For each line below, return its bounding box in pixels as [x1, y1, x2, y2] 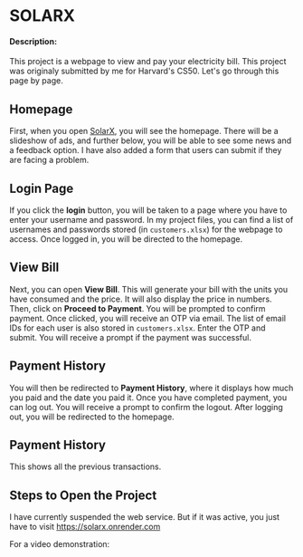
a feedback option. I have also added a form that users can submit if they [9, 145, 282, 156]
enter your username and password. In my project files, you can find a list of [9, 215, 294, 226]
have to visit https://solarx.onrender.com [9, 522, 161, 533]
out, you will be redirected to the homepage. [9, 411, 175, 422]
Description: [9, 35, 57, 46]
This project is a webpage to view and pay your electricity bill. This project [9, 56, 287, 67]
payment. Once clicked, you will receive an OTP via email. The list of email [9, 312, 287, 323]
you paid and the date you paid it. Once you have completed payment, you [9, 391, 288, 403]
